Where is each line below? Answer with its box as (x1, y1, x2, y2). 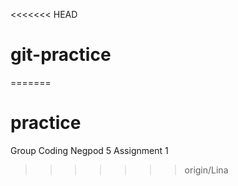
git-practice (10, 44, 112, 66)
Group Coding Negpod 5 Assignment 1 (10, 144, 169, 156)
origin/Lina (184, 164, 229, 176)
